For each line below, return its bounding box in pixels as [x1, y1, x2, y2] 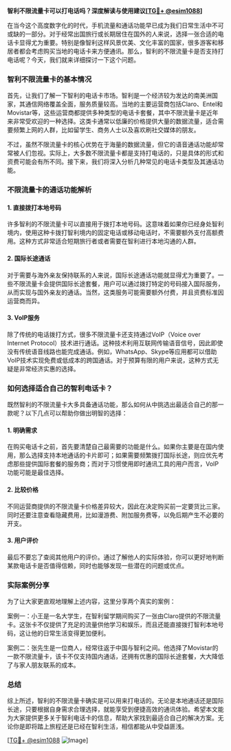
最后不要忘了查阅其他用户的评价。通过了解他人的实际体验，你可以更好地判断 [7, 553, 224, 561]
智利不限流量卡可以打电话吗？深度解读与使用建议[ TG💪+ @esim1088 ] [7, 7, 203, 14]
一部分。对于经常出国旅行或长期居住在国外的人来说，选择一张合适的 [25, 30, 218, 38]
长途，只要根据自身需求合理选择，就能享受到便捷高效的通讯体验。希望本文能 [7, 705, 224, 714]
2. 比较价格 [7, 485, 39, 494]
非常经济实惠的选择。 [19, 364, 80, 373]
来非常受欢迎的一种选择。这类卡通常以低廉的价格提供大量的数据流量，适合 [7, 117, 218, 126]
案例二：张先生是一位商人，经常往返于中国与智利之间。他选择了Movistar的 [7, 644, 219, 652]
